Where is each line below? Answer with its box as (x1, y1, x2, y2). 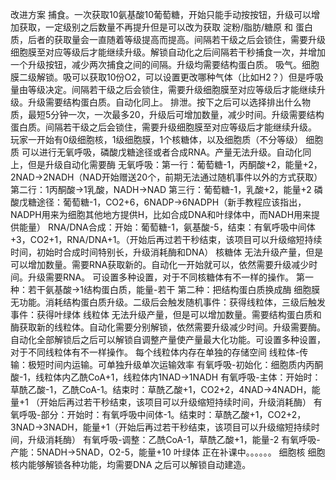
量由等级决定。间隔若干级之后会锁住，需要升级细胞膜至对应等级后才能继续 (10, 84, 317, 95)
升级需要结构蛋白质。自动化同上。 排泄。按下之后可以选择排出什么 (27, 96, 302, 108)
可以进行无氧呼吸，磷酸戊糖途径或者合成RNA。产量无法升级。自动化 (21, 146, 303, 158)
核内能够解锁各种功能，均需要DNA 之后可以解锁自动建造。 (10, 459, 252, 470)
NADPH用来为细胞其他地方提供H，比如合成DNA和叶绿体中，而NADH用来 (10, 209, 312, 220)
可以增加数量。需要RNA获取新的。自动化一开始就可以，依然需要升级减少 (10, 259, 310, 270)
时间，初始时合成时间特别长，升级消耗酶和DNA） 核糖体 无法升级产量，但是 (10, 246, 324, 258)
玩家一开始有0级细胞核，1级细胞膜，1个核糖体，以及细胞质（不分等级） (10, 134, 304, 145)
